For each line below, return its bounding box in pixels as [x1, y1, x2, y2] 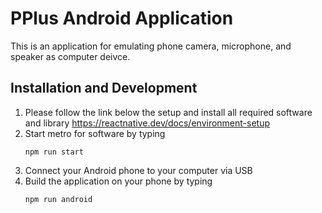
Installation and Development [10, 80, 198, 97]
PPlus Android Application [10, 7, 234, 30]
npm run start [24, 147, 84, 157]
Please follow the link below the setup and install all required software [24, 106, 313, 118]
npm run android [24, 194, 93, 204]
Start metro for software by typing [24, 127, 166, 139]
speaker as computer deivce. [10, 50, 131, 62]
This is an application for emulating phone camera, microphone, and [10, 40, 292, 52]
